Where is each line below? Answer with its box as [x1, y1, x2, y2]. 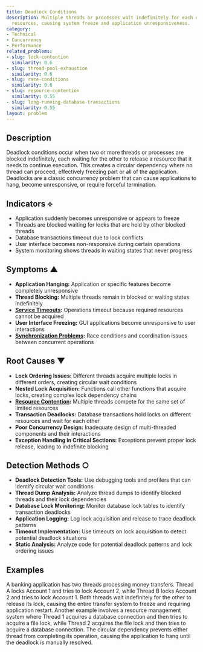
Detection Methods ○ [6, 461, 89, 471]
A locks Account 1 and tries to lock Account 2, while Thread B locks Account [6, 587, 197, 594]
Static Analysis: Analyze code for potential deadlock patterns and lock [14, 541, 192, 548]
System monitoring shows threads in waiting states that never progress [14, 247, 192, 254]
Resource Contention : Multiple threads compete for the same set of [14, 398, 185, 405]
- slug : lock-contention [6, 54, 69, 60]
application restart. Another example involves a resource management [6, 607, 181, 614]
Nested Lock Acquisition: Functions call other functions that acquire [14, 385, 187, 392]
